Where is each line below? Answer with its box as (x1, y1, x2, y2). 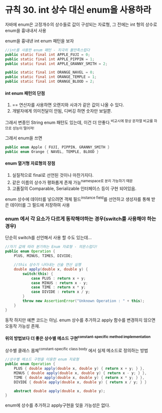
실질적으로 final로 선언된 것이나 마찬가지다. (12, 172, 94, 178)
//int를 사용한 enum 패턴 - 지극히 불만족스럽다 (5, 47, 90, 53)
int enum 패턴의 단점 (5, 90, 45, 96)
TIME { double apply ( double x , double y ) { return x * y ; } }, (14, 375, 145, 380)
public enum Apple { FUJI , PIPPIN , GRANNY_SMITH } (5, 145, 110, 150)
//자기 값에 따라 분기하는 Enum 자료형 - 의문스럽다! (5, 244, 98, 249)
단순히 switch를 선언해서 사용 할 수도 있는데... (5, 235, 92, 241)
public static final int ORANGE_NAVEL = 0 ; (5, 70, 95, 75)
